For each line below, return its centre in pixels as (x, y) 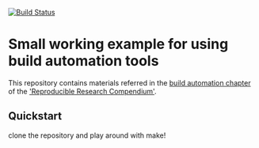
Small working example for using (118, 44)
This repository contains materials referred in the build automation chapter (129, 82)
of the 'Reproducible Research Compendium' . (82, 91)
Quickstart (35, 116)
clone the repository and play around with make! (87, 135)
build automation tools (84, 61)
